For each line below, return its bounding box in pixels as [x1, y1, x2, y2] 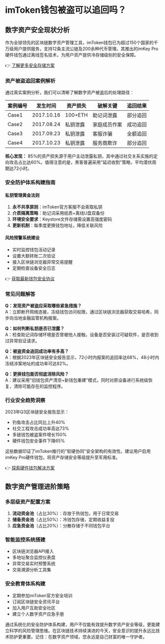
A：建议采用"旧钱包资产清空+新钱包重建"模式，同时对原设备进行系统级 [5, 377, 148, 383]
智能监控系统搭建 [5, 536, 46, 543]
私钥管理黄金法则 [5, 192, 40, 198]
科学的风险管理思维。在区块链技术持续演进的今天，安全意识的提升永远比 [9, 627, 156, 633]
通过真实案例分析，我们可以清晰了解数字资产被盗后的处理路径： [5, 90, 134, 96]
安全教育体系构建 [5, 580, 46, 587]
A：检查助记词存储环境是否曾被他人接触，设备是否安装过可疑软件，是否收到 [5, 331, 159, 337]
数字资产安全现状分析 [5, 26, 70, 34]
